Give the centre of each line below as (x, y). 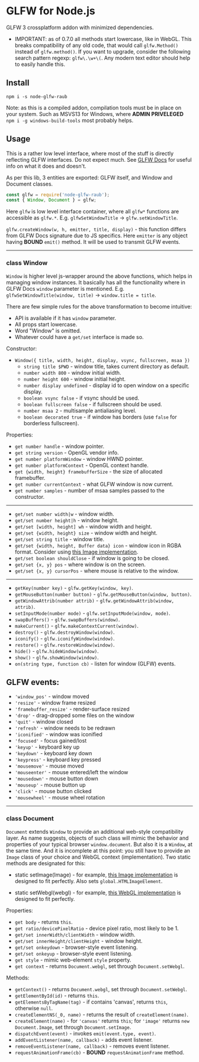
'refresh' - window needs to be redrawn (65, 728)
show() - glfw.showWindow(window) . (57, 657)
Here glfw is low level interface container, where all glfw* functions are (93, 212)
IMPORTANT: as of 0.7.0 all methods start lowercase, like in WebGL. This (103, 39)
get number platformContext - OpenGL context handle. (82, 465)
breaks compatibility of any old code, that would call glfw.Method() (97, 45)
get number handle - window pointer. (60, 446)
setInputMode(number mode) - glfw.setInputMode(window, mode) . (92, 613)
